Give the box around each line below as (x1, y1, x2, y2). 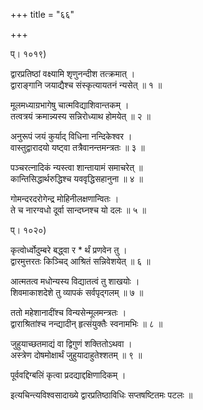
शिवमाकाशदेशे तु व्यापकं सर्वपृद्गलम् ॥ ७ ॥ (10, 287, 144, 298)
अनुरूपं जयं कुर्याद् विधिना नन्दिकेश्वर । (10, 130, 133, 142)
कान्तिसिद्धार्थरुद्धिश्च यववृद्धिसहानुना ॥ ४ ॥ (10, 173, 143, 184)
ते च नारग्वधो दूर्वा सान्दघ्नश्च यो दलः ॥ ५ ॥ (10, 204, 147, 216)
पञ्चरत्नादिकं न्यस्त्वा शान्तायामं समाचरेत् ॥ (10, 162, 143, 173)
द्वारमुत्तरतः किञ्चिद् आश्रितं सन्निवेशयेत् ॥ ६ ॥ (10, 255, 151, 267)
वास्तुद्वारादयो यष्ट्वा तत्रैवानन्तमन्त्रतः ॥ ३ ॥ (10, 142, 145, 153)
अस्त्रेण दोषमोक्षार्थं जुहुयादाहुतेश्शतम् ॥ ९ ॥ (10, 349, 143, 361)
